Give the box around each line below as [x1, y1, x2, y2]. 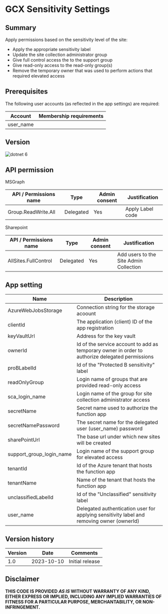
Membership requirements [38, 112, 104, 119]
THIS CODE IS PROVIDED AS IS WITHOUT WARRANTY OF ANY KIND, [5, 588, 150, 594]
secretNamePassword [7, 422, 60, 429]
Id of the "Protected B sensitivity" [76, 361, 155, 368]
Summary [5, 23, 36, 32]
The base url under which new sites [76, 433, 160, 440]
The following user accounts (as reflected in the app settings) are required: [5, 100, 160, 106]
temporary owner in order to [76, 347, 143, 354]
